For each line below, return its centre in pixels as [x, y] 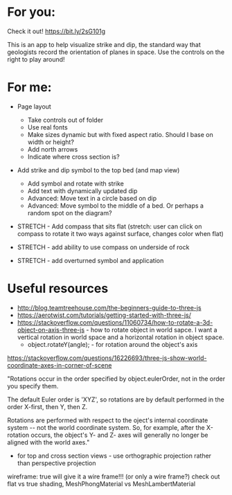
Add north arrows [53, 149]
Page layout [34, 106]
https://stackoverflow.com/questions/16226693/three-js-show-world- [107, 358]
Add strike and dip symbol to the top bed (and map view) [98, 170]
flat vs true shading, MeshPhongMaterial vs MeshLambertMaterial [101, 484]
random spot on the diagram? [70, 213]
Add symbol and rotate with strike [76, 183]
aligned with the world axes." [48, 442]
